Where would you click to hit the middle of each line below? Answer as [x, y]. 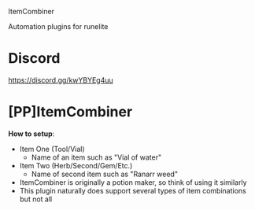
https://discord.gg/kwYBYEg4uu [61, 80]
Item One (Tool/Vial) [52, 149]
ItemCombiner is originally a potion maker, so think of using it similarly [133, 182]
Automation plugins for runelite [58, 26]
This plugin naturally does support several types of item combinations [133, 190]
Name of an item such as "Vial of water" [96, 157]
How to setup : [31, 134]
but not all [36, 199]
